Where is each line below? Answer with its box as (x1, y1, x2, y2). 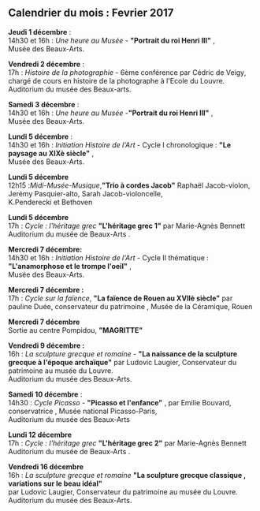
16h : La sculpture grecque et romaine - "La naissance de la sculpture (8, 349, 238, 358)
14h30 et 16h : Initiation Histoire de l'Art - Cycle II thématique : (8, 252, 209, 263)
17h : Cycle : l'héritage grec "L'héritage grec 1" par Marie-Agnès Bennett (8, 221, 246, 230)
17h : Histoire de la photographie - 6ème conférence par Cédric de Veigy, (8, 67, 247, 77)
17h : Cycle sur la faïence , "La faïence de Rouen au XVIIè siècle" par (8, 293, 233, 303)
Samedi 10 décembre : (8, 390, 83, 399)
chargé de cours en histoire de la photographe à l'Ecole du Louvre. (8, 76, 225, 85)
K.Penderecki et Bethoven (8, 197, 93, 207)
